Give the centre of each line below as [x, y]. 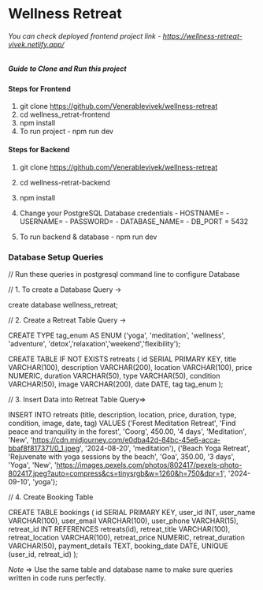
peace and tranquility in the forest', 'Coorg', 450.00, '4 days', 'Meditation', [127, 431]
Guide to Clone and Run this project [68, 69]
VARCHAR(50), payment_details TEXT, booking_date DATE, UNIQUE [118, 546]
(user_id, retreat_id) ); [43, 554]
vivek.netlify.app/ [36, 44]
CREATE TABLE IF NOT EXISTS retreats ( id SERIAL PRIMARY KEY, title [122, 359]
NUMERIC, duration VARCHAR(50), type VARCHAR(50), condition [114, 375]
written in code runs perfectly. [57, 577]
